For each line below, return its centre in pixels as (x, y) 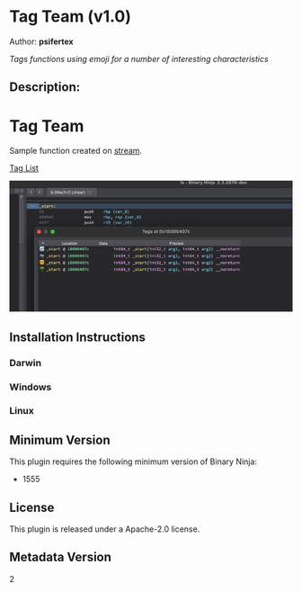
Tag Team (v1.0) (71, 17)
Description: (45, 87)
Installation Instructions (78, 337)
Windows (31, 387)
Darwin (26, 363)
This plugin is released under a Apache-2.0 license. (105, 529)
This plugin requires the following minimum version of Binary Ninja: (133, 462)
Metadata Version (61, 557)
